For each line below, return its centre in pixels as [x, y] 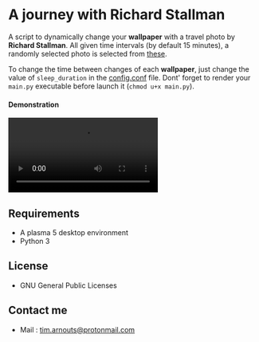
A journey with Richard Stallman [117, 15]
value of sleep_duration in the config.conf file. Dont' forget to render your [129, 77]
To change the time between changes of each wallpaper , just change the [129, 69]
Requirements [44, 213]
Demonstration [34, 104]
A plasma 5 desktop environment [74, 232]
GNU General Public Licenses [68, 285]
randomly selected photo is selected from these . [88, 53]
